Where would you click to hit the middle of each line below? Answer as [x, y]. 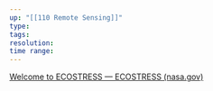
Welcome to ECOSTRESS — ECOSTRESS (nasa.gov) [106, 77]
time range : [32, 51]
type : [19, 26]
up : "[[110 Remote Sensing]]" [66, 18]
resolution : [32, 43]
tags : [19, 34]
